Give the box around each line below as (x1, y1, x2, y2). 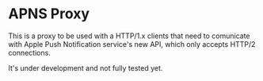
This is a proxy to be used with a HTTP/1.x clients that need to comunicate (8, 31, 250, 40)
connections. (8, 48, 51, 57)
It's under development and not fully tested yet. (8, 63, 163, 72)
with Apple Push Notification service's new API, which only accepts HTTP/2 (8, 39, 256, 48)
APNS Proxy (8, 5, 90, 23)
